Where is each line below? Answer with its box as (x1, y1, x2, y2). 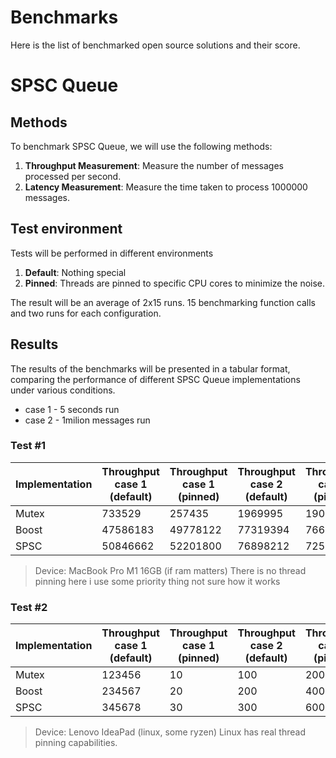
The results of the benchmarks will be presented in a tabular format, (10, 362, 291, 375)
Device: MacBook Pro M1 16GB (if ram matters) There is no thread (34, 564, 307, 576)
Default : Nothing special (24, 266, 127, 278)
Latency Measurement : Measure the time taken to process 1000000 (24, 181, 308, 193)
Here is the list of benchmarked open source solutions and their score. (10, 39, 301, 51)
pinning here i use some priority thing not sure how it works (34, 575, 281, 587)
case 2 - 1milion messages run (24, 414, 151, 426)
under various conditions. (10, 384, 116, 396)
